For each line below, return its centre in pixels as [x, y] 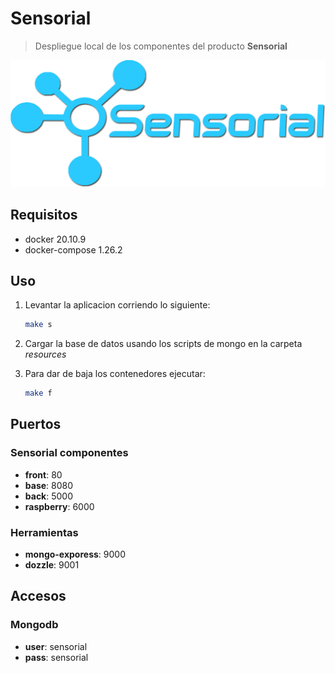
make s [38, 325]
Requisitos [44, 215]
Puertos [36, 424]
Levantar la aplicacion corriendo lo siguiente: [117, 305]
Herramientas [44, 532]
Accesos [38, 596]
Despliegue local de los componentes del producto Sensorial [161, 46]
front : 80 [43, 474]
